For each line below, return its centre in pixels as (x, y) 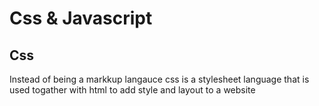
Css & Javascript (81, 18)
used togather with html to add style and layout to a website (132, 90)
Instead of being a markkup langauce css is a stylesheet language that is (159, 79)
